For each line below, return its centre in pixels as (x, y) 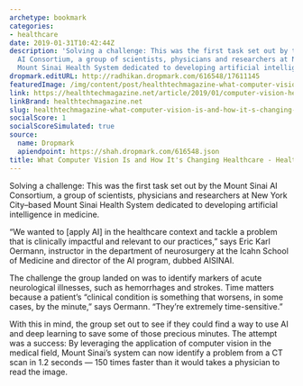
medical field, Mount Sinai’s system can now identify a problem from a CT (147, 353)
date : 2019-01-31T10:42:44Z (62, 43)
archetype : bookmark (48, 18)
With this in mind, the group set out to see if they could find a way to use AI (149, 324)
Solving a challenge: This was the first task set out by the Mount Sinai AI (143, 185)
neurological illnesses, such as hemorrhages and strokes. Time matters (142, 287)
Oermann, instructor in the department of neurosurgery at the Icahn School (149, 251)
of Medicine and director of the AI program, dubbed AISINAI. (122, 260)
